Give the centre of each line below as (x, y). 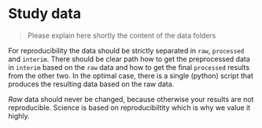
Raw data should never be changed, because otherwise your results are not (131, 99)
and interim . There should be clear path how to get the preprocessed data (129, 59)
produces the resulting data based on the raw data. (91, 84)
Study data (44, 14)
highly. (19, 115)
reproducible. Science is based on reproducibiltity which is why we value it (129, 108)
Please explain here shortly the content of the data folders (122, 35)
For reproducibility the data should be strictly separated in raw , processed (126, 50)
